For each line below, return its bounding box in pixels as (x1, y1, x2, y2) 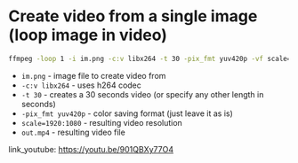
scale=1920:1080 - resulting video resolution (20, 117, 183, 128)
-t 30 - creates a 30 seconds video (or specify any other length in (20, 89, 264, 99)
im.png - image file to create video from (20, 70, 166, 81)
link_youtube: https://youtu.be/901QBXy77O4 (8, 144, 174, 154)
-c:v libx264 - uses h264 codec (20, 80, 141, 90)
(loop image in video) (8, 25, 168, 45)
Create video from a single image (8, 6, 258, 27)
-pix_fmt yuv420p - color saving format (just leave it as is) (20, 108, 233, 119)
